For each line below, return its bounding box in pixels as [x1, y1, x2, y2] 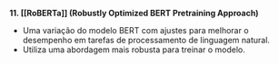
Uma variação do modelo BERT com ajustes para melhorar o [22, 25, 249, 35]
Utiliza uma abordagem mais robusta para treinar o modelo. [22, 44, 245, 55]
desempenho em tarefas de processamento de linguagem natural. [22, 35, 271, 45]
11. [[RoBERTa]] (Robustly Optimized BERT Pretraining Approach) [9, 8, 259, 18]
